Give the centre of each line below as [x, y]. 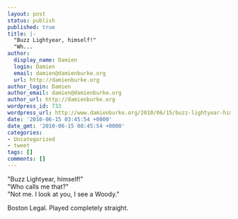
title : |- [22, 34]
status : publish [31, 21]
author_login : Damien [39, 86]
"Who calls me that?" [38, 186]
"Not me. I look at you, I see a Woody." [63, 194]
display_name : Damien [46, 60]
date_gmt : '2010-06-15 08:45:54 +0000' [66, 126]
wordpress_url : [30, 113]
